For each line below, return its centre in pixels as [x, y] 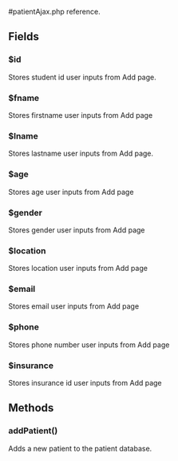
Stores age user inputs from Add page [71, 192]
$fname [24, 98]
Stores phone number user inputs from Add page [89, 345]
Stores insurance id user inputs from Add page [85, 383]
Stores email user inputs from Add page [74, 306]
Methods [31, 408]
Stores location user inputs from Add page [78, 269]
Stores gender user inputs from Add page [77, 230]
